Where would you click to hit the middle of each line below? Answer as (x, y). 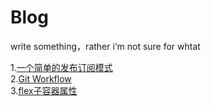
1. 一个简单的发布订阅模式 (61, 67)
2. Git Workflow (41, 78)
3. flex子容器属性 (44, 90)
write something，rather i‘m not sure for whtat (105, 46)
